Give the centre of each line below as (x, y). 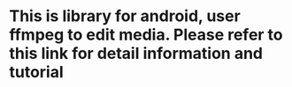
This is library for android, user (125, 16)
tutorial (36, 72)
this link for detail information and (136, 54)
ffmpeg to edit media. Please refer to (146, 35)
